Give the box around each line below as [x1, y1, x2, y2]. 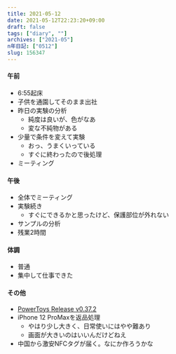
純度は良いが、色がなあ [27, 115, 96, 123]
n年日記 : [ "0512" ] [7, 43, 58, 50]
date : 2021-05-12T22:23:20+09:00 [7, 17, 105, 24]
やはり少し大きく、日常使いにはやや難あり [27, 322, 151, 330]
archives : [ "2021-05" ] [7, 36, 74, 43]
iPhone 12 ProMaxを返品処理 [17, 313, 100, 321]
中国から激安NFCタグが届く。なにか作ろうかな [17, 339, 154, 348]
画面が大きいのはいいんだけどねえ [27, 330, 127, 339]
